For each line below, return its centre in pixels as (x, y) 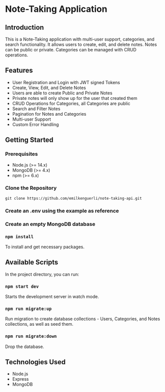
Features (19, 70)
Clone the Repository (31, 188)
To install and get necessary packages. (45, 247)
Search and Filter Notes (36, 109)
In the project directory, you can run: (42, 274)
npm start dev (22, 286)
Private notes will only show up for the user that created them (75, 98)
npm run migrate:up (28, 308)
